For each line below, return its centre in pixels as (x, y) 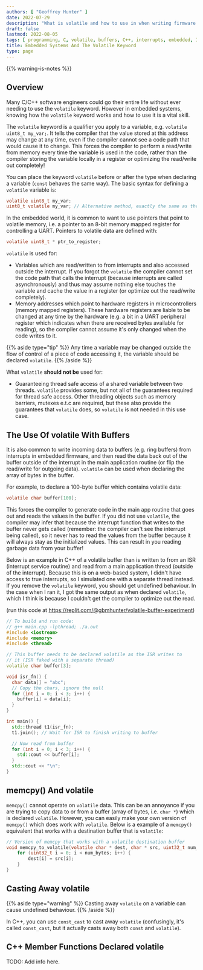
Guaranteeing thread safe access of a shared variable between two (99, 384)
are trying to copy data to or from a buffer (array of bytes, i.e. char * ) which (100, 812)
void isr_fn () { (27, 677)
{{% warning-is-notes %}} (39, 68)
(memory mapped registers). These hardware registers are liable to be (102, 310)
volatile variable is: (31, 190)
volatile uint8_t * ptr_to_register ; (54, 242)
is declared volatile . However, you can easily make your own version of (96, 818)
